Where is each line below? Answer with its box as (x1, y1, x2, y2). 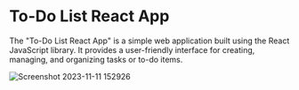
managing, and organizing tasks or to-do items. (9, 54, 183, 64)
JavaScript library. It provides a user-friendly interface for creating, (9, 44, 255, 55)
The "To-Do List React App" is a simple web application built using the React (9, 35, 290, 46)
